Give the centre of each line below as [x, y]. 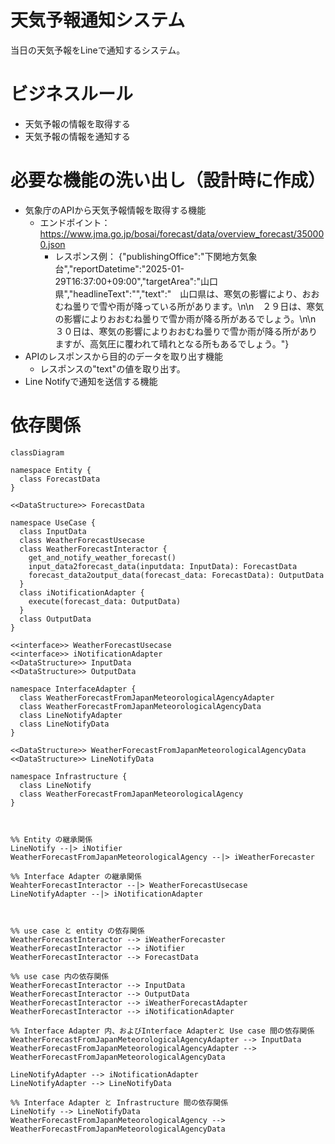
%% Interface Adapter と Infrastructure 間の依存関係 [119, 1102]
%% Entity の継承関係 [51, 839]
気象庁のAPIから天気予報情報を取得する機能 [115, 210]
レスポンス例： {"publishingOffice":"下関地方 [147, 256]
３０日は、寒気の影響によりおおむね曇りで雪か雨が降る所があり [186, 331]
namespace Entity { [51, 470]
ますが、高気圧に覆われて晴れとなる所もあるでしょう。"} [172, 343]
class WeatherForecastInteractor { [93, 549]
